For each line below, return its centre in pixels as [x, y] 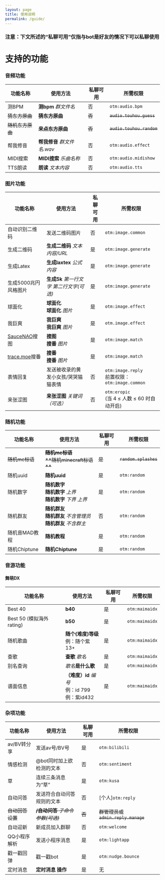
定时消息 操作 [52, 870]
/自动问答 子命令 [55, 811]
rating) [15, 625]
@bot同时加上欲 [55, 760]
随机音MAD [21, 533]
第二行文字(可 [69, 287]
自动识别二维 [23, 229]
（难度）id [78, 675]
